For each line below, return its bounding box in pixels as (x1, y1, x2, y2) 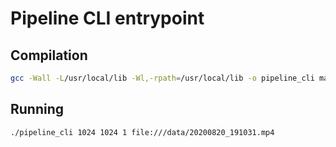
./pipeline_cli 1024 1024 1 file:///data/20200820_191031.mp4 (10, 127, 275, 137)
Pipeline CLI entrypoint (10, 7, 205, 30)
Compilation (10, 47, 88, 64)
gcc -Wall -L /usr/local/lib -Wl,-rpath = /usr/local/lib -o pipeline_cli (10, 73, 315, 83)
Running (10, 101, 65, 118)
